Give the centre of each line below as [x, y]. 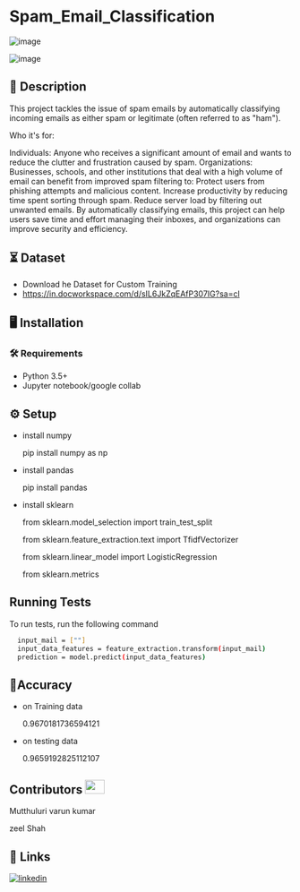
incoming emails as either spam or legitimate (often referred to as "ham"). [145, 117]
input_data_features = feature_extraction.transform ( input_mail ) [142, 648]
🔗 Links [30, 857]
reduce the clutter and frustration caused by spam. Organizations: [131, 162]
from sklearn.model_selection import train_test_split [117, 522]
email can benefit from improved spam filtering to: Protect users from [137, 181]
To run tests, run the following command [84, 623]
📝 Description [48, 87]
